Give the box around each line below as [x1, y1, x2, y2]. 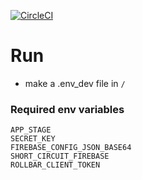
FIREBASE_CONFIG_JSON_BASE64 [10, 143, 132, 153]
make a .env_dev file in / [24, 77, 126, 89]
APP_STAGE [10, 125, 52, 135]
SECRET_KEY [10, 134, 56, 144]
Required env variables [10, 102, 125, 116]
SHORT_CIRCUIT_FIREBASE [10, 151, 110, 162]
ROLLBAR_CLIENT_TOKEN [10, 160, 101, 170]
